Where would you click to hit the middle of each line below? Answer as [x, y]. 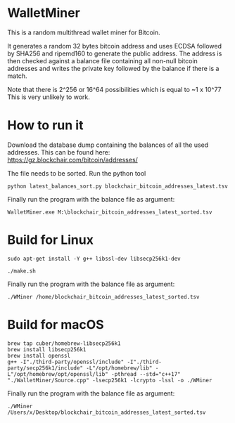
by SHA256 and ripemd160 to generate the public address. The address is [115, 53]
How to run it [45, 125]
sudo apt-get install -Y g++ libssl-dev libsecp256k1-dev [94, 259]
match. [17, 76]
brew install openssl [39, 356]
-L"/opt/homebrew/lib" [119, 368]
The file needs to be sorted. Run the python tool [77, 173]
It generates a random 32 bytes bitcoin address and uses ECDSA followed [114, 46]
